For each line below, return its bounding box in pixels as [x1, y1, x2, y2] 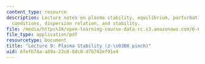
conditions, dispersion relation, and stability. [12, 20, 140, 26]
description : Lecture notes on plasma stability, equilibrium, [6, 15, 171, 21]
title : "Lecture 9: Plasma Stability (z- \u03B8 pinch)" [6, 43, 151, 49]
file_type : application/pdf [6, 32, 78, 38]
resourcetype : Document [6, 37, 67, 43]
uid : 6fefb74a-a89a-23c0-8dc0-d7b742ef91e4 [6, 49, 119, 55]
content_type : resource [6, 9, 67, 15]
